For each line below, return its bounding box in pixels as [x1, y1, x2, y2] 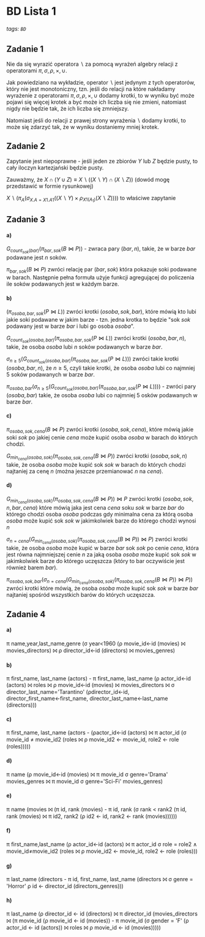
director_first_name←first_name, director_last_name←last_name [6, 695, 168, 702]
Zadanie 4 [6, 609, 46, 620]
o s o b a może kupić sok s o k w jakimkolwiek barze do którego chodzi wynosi [6, 517, 196, 524]
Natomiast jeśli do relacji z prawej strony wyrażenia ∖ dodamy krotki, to [6, 117, 187, 124]
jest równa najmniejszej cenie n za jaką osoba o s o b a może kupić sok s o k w [6, 551, 197, 558]
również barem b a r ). [6, 564, 58, 572]
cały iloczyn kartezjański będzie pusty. [6, 164, 104, 171]
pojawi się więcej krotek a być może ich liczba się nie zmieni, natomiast [6, 98, 187, 106]
